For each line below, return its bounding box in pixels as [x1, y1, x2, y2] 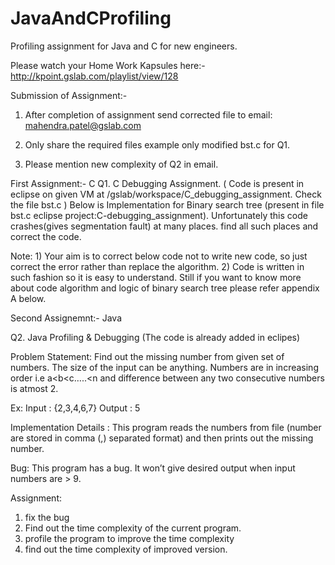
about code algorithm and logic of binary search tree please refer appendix [10, 282, 320, 294]
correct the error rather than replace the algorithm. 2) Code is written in [10, 260, 305, 272]
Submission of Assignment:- [10, 89, 128, 101]
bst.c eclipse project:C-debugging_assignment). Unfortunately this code [10, 209, 308, 221]
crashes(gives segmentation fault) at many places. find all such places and [10, 220, 319, 232]
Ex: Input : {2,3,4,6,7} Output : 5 [10, 402, 141, 414]
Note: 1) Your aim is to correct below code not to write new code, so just [10, 250, 308, 262]
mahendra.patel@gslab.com [24, 119, 142, 131]
